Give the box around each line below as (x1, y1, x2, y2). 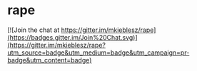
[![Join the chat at (7, 26, 60, 34)
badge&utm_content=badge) (7, 55, 92, 64)
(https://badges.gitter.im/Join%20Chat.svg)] (7, 33, 138, 41)
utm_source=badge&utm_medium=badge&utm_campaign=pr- (7, 48, 190, 57)
